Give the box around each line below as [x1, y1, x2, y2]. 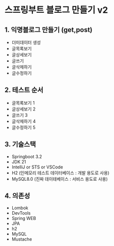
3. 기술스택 [4, 140, 36, 149]
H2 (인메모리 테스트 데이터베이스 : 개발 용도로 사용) [11, 170, 110, 176]
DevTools [11, 210, 31, 216]
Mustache [11, 236, 32, 242]
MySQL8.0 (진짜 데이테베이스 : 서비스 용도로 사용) [11, 176, 108, 182]
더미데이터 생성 [11, 40, 41, 45]
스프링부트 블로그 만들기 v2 [4, 4, 108, 16]
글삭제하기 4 [11, 118, 36, 124]
